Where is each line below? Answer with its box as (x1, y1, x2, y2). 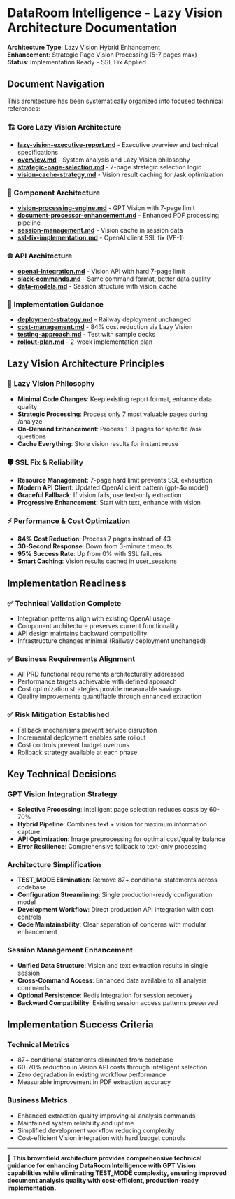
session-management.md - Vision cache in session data (17, 226, 183, 235)
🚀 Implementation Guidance (7, 299, 104, 309)
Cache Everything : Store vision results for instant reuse (17, 439, 179, 448)
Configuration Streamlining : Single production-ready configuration (17, 891, 213, 899)
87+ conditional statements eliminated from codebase (17, 1055, 173, 1064)
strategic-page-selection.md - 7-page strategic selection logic (17, 163, 202, 172)
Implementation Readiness (7, 577, 127, 589)
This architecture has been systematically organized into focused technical (7, 97, 224, 105)
